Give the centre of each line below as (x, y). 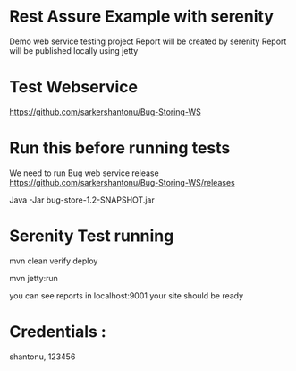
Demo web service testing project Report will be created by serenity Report (148, 41)
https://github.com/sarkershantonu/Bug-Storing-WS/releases (122, 182)
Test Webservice (74, 87)
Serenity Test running (92, 236)
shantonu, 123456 (42, 357)
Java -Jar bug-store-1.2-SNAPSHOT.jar (82, 200)
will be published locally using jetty (74, 50)
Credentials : (58, 331)
